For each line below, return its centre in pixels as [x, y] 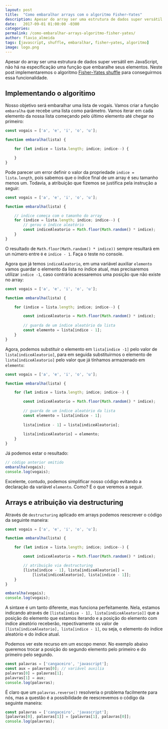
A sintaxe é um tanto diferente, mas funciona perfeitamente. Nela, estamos [83, 608]
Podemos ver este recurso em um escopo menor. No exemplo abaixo [76, 644]
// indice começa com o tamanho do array [58, 216]
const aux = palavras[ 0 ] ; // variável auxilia [55, 669]
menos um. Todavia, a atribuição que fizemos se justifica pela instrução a [81, 183]
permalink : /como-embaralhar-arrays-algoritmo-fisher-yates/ [70, 33]
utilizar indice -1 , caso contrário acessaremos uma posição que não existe [83, 274]
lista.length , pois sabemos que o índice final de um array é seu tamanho [82, 177]
